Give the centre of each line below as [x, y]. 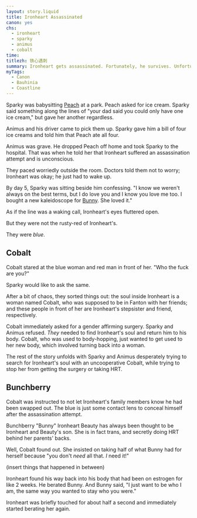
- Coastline [26, 88]
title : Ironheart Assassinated [44, 17]
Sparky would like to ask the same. [48, 285]
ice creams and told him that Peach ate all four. [63, 135]
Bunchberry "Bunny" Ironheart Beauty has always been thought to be [90, 425]
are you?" [18, 273]
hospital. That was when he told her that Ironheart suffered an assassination [98, 152]
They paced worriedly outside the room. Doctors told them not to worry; [93, 170]
